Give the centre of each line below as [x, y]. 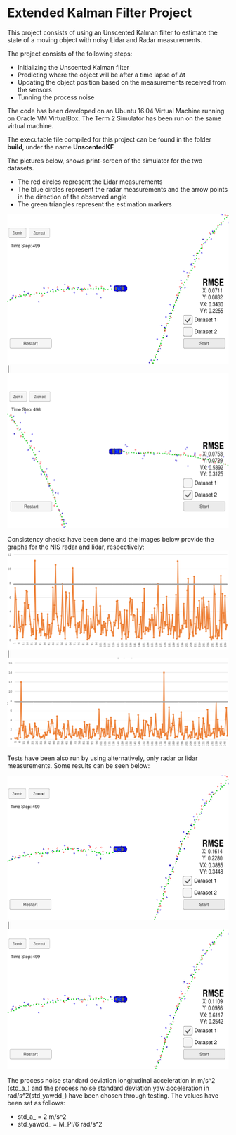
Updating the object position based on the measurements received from [122, 82]
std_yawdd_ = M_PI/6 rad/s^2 [60, 1124]
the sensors [35, 89]
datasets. [21, 168]
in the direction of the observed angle [72, 197]
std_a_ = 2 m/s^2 [42, 1116]
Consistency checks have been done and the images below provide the [111, 540]
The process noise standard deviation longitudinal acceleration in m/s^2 [111, 1080]
